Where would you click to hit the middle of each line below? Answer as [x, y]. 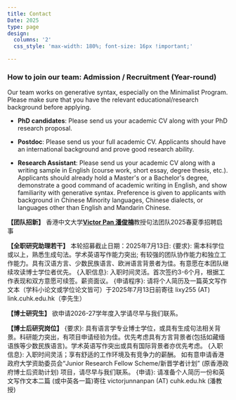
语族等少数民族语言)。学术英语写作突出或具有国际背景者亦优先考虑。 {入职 [115, 346]
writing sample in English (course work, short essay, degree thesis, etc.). [123, 171]
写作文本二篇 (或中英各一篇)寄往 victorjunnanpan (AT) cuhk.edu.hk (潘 [114, 381]
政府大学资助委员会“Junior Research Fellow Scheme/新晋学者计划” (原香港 [115, 364]
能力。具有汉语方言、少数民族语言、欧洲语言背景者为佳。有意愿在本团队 [118, 263]
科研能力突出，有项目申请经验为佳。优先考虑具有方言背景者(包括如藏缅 [122, 337]
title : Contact [29, 14]
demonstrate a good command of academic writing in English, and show [122, 185]
